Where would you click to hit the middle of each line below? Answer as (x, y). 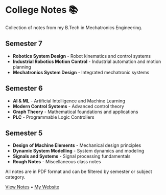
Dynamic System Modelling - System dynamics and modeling (78, 151)
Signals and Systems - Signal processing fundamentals (72, 156)
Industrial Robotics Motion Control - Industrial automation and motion (87, 61)
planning (22, 67)
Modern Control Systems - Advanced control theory (68, 106)
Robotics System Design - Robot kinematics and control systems (82, 56)
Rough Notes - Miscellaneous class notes (57, 162)
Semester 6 (24, 88)
